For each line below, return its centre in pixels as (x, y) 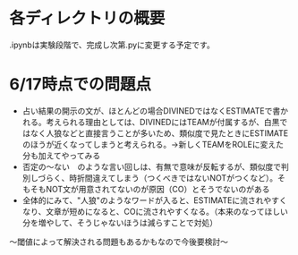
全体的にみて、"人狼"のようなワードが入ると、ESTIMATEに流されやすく (155, 200)
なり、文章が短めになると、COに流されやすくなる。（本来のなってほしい (155, 211)
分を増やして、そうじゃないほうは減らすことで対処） (119, 222)
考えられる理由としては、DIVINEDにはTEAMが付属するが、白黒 (163, 122)
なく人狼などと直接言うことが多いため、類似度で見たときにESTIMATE (159, 133)
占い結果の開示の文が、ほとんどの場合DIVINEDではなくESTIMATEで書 (151, 110)
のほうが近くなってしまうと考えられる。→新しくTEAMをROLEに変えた (153, 144)
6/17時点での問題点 (81, 85)
